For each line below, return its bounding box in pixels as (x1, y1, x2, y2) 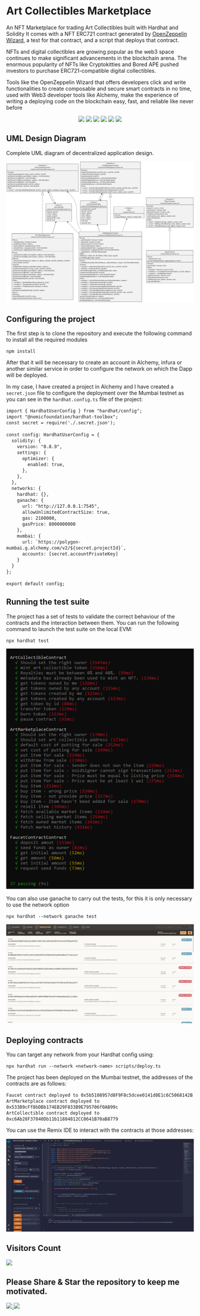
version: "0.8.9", (17, 444, 62, 450)
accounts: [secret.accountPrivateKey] (21, 551, 118, 557)
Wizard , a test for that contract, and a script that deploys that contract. (6, 36, 180, 44)
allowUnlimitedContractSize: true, (21, 510, 111, 516)
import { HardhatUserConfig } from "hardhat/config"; (6, 408, 143, 414)
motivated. (6, 1286, 48, 1297)
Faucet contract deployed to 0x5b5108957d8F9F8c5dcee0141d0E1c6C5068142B (6, 1092, 193, 1098)
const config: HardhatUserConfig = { (6, 432, 100, 438)
